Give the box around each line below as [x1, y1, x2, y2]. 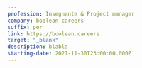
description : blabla [7, 43, 69, 50]
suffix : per [7, 23, 43, 30]
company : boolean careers [7, 17, 84, 24]
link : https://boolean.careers [7, 30, 100, 38]
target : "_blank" [7, 37, 59, 44]
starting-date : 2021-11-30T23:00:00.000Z [7, 50, 132, 57]
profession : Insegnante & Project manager [7, 10, 135, 18]
